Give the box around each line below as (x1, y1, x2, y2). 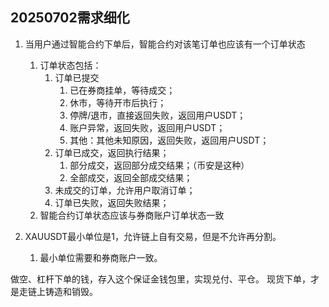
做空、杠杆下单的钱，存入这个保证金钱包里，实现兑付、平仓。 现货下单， (10, 273, 311, 285)
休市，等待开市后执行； (69, 96, 167, 108)
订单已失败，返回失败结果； (54, 196, 170, 208)
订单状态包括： (39, 59, 102, 71)
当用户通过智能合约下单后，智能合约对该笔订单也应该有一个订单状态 (24, 38, 306, 50)
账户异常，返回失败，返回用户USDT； (69, 121, 226, 133)
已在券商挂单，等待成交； (69, 84, 176, 96)
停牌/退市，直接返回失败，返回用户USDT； (69, 109, 247, 121)
